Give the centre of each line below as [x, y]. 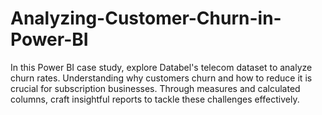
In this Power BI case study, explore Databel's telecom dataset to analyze [161, 67]
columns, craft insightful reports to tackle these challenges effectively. [155, 99]
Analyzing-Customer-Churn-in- [146, 18]
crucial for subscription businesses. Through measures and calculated [155, 88]
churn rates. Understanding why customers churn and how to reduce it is [161, 78]
